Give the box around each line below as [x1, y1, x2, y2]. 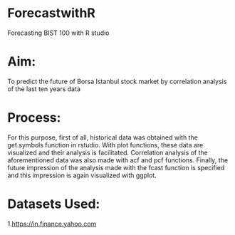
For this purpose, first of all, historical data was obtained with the [7, 133, 198, 142]
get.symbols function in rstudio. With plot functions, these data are [7, 140, 204, 149]
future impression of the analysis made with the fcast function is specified [7, 163, 225, 172]
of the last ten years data [7, 84, 80, 93]
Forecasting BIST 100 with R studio [7, 28, 110, 37]
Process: [7, 110, 61, 126]
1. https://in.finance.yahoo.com [7, 219, 97, 228]
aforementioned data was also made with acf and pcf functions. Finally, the [7, 155, 229, 164]
